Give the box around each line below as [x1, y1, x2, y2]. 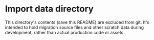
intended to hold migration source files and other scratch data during [5, 24, 144, 30]
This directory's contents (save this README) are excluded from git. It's [5, 19, 150, 25]
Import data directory [5, 3, 94, 14]
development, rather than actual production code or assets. [5, 29, 125, 35]
